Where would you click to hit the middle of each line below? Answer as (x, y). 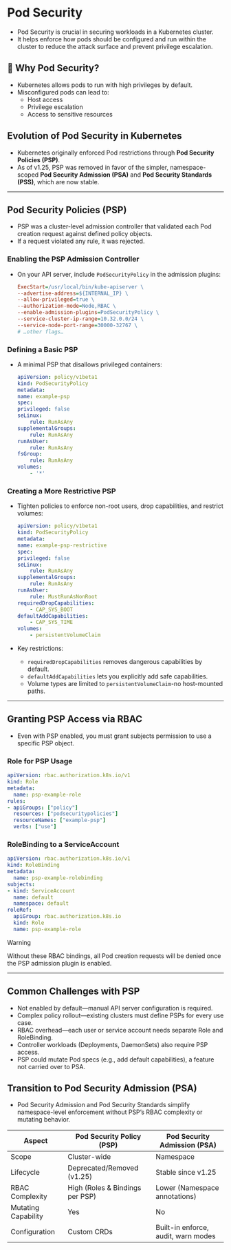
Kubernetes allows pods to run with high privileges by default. (105, 85)
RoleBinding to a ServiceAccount (63, 844)
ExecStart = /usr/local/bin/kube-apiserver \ (80, 287)
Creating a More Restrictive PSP (62, 491)
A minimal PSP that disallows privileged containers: (90, 364)
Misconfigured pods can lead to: (63, 92)
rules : (16, 801)
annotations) (176, 1197)
